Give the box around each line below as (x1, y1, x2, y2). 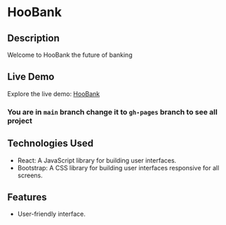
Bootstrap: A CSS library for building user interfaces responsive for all (17, 163, 220, 172)
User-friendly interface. (17, 210, 86, 218)
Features (7, 191, 47, 203)
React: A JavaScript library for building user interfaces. (17, 156, 177, 165)
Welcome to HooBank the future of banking (7, 50, 133, 59)
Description (7, 32, 60, 44)
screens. (17, 171, 44, 179)
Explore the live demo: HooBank (7, 89, 100, 98)
